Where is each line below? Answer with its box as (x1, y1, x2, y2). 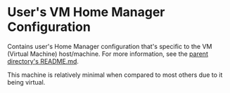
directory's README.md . (7, 57, 79, 65)
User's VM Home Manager (7, 4, 165, 20)
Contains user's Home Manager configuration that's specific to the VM (7, 42, 212, 50)
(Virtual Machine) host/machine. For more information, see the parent (7, 50, 209, 58)
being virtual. (7, 78, 46, 86)
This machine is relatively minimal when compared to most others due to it (7, 71, 223, 79)
